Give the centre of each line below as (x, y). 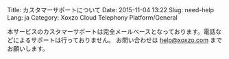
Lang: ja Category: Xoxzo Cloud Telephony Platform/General (93, 18)
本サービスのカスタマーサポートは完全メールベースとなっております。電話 (111, 32)
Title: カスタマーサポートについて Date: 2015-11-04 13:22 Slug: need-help (111, 10)
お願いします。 (28, 48)
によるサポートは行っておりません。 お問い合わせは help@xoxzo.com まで (118, 40)
